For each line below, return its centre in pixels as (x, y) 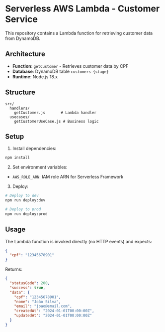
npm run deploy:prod (27, 214)
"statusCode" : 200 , (30, 283)
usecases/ (20, 117)
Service (22, 19)
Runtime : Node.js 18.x (35, 77)
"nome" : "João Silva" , (38, 302)
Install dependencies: (34, 149)
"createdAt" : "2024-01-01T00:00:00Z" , (54, 311)
